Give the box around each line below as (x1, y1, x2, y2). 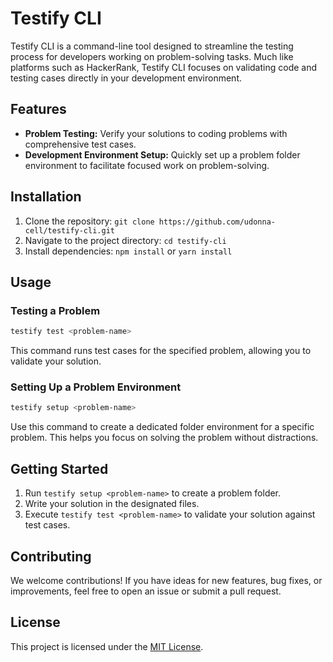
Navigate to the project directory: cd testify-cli (24, 234, 227, 246)
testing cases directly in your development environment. (10, 72, 243, 84)
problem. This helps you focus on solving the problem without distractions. (10, 432, 319, 444)
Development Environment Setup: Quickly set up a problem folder (24, 148, 301, 161)
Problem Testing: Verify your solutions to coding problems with (24, 127, 288, 139)
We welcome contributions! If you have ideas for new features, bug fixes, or (10, 574, 323, 586)
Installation (10, 188, 82, 206)
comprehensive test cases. (24, 138, 137, 150)
